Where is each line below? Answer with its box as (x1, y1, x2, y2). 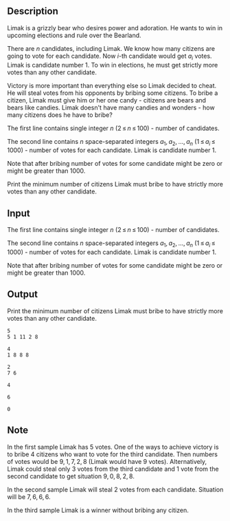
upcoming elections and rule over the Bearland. (7, 31, 142, 39)
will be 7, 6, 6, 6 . (7, 492, 51, 501)
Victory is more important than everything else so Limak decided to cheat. (7, 81, 217, 89)
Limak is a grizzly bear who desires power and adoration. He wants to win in (7, 23, 223, 32)
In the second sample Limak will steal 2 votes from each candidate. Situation (7, 485, 224, 493)
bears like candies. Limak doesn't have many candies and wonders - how (7, 103, 215, 111)
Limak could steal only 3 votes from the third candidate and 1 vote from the (7, 465, 219, 473)
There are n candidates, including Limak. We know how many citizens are (7, 44, 215, 52)
